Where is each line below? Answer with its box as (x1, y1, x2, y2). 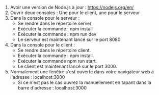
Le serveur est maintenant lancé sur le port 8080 (17, 36, 121, 42)
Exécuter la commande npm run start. (17, 58, 97, 64)
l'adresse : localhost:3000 (10, 74, 65, 80)
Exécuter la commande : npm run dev (17, 31, 97, 37)
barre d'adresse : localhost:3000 (17, 85, 87, 90)
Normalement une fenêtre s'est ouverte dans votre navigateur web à (10, 69, 154, 75)
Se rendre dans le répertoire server (17, 20, 92, 26)
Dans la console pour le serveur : (10, 15, 80, 21)
